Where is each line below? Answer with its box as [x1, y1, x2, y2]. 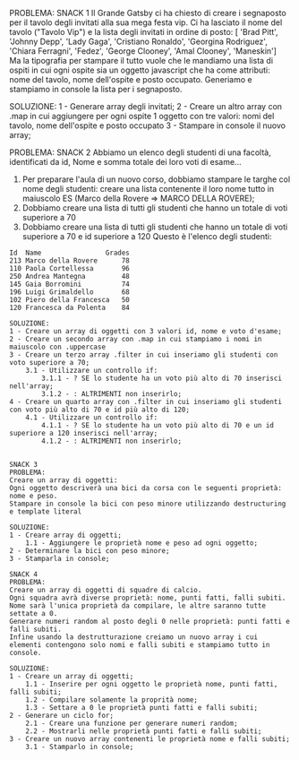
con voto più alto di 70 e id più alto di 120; [9, 405, 191, 414]
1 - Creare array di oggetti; [9, 531, 123, 540]
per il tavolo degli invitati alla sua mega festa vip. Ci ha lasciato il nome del [9, 17, 283, 28]
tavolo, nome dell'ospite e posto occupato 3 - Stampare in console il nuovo [9, 120, 286, 131]
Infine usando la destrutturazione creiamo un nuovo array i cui [9, 633, 258, 642]
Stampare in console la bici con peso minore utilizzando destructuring [9, 499, 286, 508]
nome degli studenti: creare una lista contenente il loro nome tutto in [21, 184, 275, 194]
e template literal [9, 507, 82, 516]
